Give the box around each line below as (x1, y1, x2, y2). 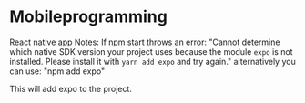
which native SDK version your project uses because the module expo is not (9, 46, 293, 57)
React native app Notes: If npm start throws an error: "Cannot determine (9, 36, 280, 47)
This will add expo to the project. (9, 83, 132, 94)
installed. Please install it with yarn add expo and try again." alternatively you (9, 56, 296, 67)
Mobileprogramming (9, 6, 168, 27)
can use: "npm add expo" (9, 66, 106, 77)
